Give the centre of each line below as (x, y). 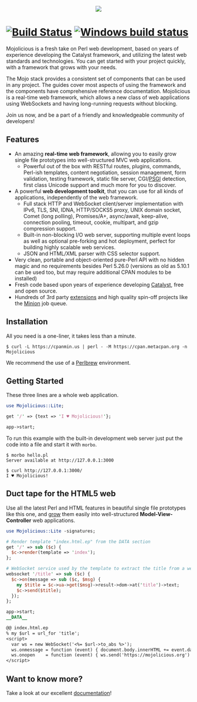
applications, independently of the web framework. (76, 197)
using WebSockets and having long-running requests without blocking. (92, 103)
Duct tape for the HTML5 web (61, 494)
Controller (19, 520)
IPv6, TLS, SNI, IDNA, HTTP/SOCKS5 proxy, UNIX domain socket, (102, 210)
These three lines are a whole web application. (62, 395)
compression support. (50, 228)
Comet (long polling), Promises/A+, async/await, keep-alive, (96, 216)
